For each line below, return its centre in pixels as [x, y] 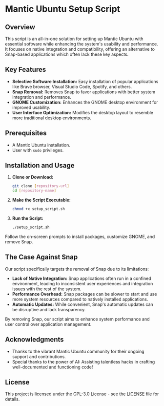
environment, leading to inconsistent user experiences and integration [82, 283]
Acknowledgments [35, 340]
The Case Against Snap [41, 257]
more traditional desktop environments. [52, 118]
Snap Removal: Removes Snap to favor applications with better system [83, 92]
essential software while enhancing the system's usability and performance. [82, 44]
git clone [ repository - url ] [41, 186]
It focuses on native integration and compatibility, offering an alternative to [80, 49]
